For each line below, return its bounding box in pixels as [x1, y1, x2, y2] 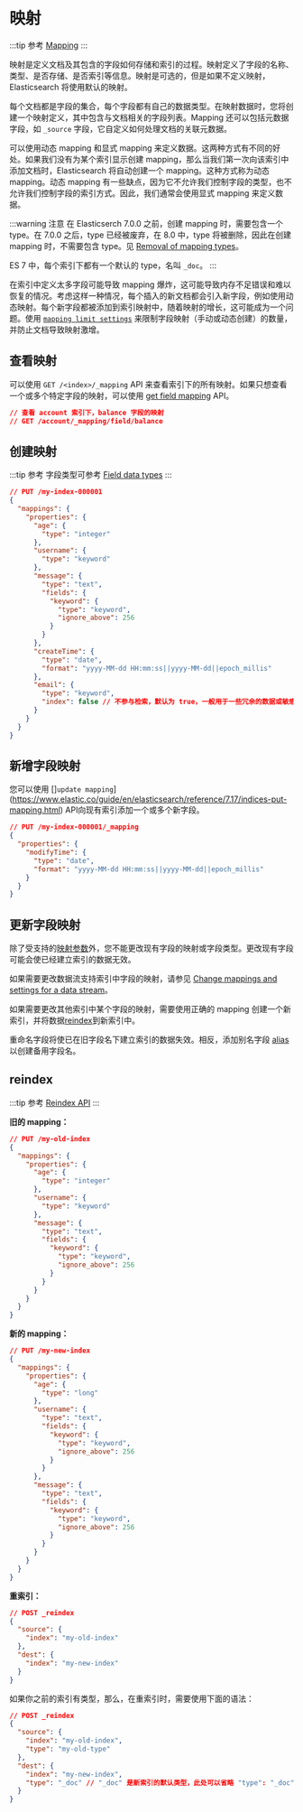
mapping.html [9, 804, 61, 815]
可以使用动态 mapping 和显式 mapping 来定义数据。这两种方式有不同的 [9, 142, 273, 153]
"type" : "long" [41, 1388, 99, 1398]
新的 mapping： [9, 1328, 69, 1339]
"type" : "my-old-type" [25, 1744, 111, 1753]
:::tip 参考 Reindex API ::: [9, 1097, 100, 1108]
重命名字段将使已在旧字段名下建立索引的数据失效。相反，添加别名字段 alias [9, 1035, 289, 1045]
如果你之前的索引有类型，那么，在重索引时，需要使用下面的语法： [9, 1693, 254, 1704]
